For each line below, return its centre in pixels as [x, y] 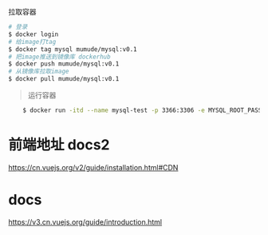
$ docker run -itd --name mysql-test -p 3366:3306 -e [114, 110]
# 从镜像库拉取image [39, 72]
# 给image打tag [32, 42]
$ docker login [33, 34]
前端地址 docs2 [59, 145]
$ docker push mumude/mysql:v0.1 [64, 64]
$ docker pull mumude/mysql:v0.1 [64, 79]
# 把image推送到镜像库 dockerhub [59, 57]
